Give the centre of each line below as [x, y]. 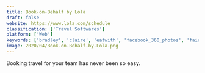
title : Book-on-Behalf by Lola [46, 12]
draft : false [23, 18]
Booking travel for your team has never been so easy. [74, 63]
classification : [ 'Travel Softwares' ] [56, 29]
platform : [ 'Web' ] [30, 35]
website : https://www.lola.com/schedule [59, 23]
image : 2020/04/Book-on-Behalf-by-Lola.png [63, 46]
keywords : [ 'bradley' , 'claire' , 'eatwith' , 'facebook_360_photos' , [95, 40]
